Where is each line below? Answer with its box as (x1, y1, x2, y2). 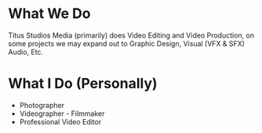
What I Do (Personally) (8, 75, 158, 92)
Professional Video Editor (19, 117, 102, 126)
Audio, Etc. (8, 47, 44, 56)
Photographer (19, 100, 65, 110)
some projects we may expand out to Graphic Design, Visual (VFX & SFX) (8, 38, 246, 48)
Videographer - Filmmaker (19, 109, 105, 118)
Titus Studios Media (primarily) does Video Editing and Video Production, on (8, 31, 255, 40)
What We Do (8, 5, 91, 23)
